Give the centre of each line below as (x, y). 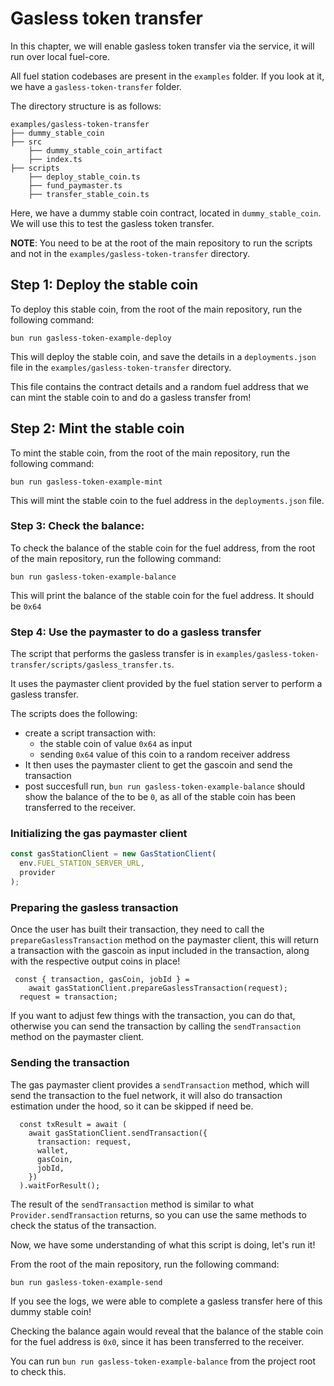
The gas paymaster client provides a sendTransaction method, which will (160, 1084)
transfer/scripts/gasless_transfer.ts (91, 665)
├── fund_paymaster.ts (75, 185)
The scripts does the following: (74, 714)
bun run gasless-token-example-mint (86, 482)
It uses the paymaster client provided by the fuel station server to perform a (166, 684)
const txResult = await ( (73, 1124)
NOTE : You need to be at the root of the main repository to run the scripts (161, 243)
